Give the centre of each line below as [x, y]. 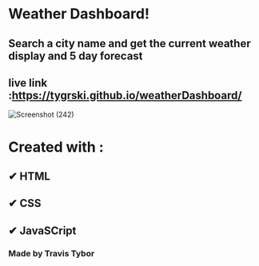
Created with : [56, 147]
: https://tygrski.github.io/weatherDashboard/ [125, 95]
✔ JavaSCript [42, 230]
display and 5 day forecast [76, 56]
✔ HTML [29, 176]
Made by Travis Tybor [52, 253]
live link [28, 83]
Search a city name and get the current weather [129, 44]
